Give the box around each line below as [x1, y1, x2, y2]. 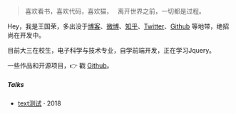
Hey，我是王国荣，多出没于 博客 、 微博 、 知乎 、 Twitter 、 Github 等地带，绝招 [7, 22, 230, 31]
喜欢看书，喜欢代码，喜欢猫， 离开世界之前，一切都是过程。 [24, 7, 205, 15]
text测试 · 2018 [17, 99, 62, 108]
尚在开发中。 [7, 31, 45, 39]
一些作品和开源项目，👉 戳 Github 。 [7, 61, 113, 70]
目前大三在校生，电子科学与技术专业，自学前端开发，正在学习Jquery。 [7, 46, 216, 54]
